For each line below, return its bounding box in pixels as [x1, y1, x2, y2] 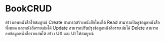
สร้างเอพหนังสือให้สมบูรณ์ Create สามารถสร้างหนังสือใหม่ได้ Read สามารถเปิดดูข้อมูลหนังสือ [5, 19, 160, 25]
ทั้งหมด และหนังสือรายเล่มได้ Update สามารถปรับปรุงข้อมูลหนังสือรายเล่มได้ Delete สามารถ [5, 25, 158, 31]
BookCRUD [5, 3, 52, 14]
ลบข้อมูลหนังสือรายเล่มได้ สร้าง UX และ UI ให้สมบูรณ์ [5, 30, 94, 36]
